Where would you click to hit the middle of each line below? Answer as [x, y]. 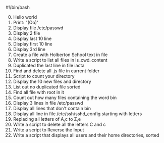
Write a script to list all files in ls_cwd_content [60, 60]
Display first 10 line [33, 44]
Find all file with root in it [39, 92]
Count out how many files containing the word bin [65, 98]
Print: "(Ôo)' [25, 22]
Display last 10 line [32, 38]
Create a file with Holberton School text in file [60, 55]
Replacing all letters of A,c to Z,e [47, 119]
